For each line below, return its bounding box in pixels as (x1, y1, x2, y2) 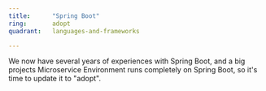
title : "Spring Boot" (8, 11, 100, 20)
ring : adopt (8, 19, 71, 28)
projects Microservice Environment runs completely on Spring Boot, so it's (8, 65, 258, 75)
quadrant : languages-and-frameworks (8, 27, 140, 35)
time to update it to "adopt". (8, 74, 102, 84)
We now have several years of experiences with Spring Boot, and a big (8, 56, 246, 66)
